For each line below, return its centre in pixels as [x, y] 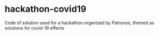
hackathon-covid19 [46, 9]
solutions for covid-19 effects [35, 28]
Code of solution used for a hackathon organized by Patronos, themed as [79, 23]
